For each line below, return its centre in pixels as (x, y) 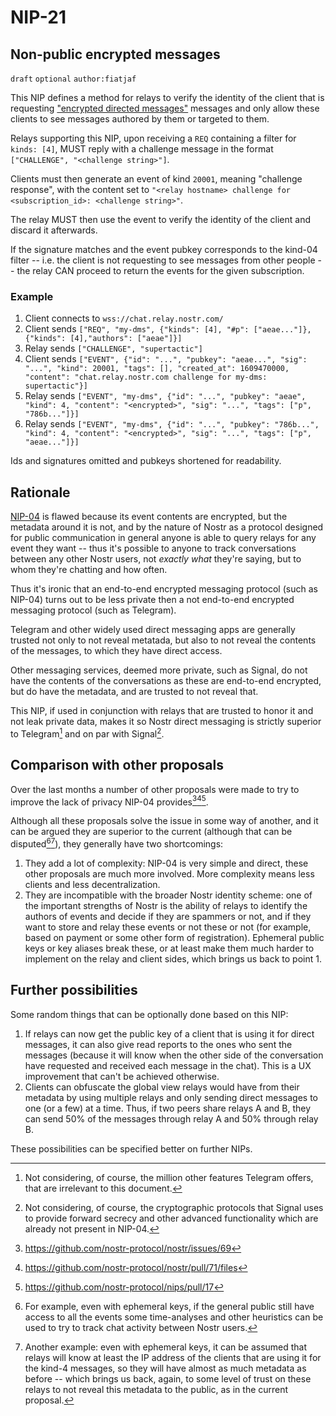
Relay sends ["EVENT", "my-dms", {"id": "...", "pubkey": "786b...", (172, 424)
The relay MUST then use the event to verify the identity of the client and (161, 219)
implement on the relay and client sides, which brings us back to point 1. (173, 958)
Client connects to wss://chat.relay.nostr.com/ (124, 318)
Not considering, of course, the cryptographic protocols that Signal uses (174, 1207)
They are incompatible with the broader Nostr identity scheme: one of (168, 895)
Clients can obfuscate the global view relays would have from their (162, 1087)
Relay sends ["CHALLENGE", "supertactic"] (113, 348)
